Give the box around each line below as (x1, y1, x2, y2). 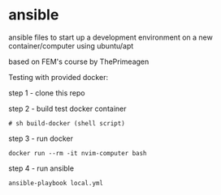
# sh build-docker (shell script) (8, 119, 126, 127)
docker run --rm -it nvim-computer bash (8, 149, 148, 157)
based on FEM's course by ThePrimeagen (8, 57, 149, 66)
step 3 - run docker (8, 134, 73, 143)
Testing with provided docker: (8, 72, 108, 82)
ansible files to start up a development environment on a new (8, 32, 213, 42)
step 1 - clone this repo (8, 87, 85, 98)
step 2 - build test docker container (8, 104, 127, 113)
